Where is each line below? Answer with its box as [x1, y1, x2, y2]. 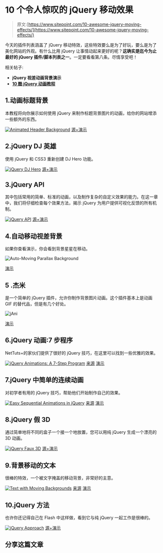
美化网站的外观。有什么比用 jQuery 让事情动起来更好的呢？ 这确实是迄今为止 [5, 48, 157, 54]
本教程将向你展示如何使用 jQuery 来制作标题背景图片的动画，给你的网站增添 [5, 110, 157, 116]
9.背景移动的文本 [5, 461, 56, 470]
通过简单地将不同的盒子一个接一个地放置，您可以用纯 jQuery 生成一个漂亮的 [5, 429, 157, 435]
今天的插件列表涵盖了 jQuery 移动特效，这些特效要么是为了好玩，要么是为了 [5, 42, 157, 48]
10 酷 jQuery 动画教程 [12, 81, 56, 86]
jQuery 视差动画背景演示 [12, 75, 62, 81]
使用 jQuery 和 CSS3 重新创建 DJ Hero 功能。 [5, 156, 96, 162]
